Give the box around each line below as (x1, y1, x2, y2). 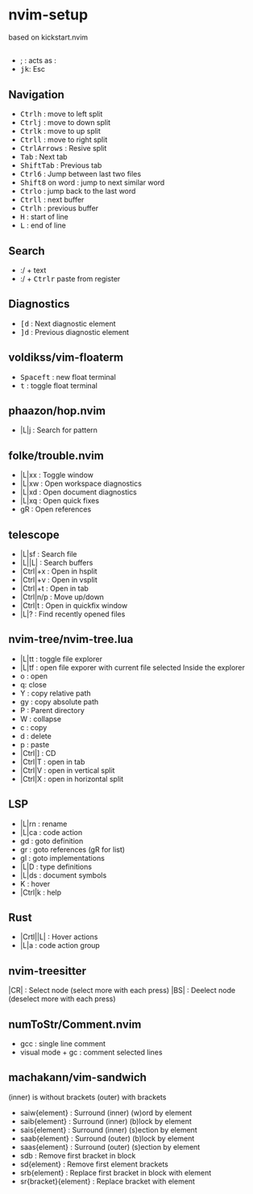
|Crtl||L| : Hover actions (19, 932, 98, 941)
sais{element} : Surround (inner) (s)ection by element (19, 1125, 197, 1134)
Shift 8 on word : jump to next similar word (19, 177, 165, 187)
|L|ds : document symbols (19, 870, 107, 880)
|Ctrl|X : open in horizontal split (19, 774, 124, 783)
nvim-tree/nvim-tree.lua (8, 632, 134, 646)
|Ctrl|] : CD (19, 748, 56, 758)
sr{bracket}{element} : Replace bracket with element (19, 1176, 196, 1186)
